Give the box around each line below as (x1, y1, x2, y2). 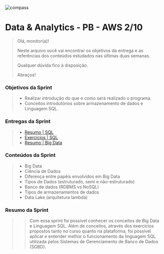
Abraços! (17, 72, 36, 78)
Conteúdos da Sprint (5, 152, 56, 159)
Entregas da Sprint (5, 118, 51, 125)
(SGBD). (29, 244, 46, 250)
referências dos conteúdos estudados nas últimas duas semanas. (17, 53, 151, 58)
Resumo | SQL (24, 129, 54, 135)
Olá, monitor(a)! (17, 38, 49, 44)
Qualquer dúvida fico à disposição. (17, 62, 88, 68)
